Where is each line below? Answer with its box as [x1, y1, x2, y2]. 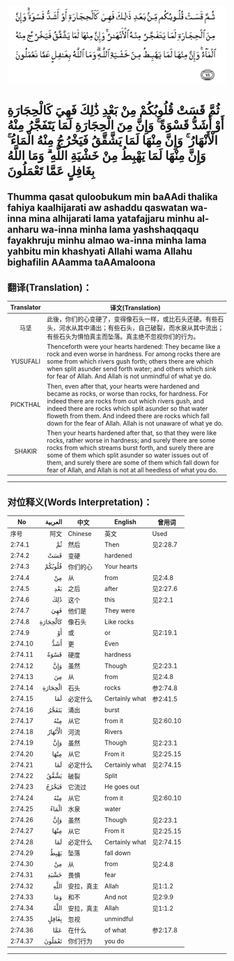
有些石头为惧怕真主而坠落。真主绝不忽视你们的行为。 [46, 332, 200, 341]
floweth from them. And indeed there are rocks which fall [46, 411, 210, 420]
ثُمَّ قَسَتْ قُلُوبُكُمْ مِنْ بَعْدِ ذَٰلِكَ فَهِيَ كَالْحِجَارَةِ [7, 103, 220, 119]
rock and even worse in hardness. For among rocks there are [46, 350, 221, 358]
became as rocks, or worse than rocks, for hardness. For [46, 389, 209, 398]
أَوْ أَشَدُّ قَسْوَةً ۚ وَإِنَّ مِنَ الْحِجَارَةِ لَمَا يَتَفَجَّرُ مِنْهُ [7, 117, 224, 133]
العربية [45, 518, 63, 526]
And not [104, 893, 127, 901]
